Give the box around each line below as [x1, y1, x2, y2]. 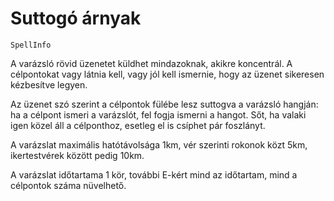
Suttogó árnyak [10, 7, 142, 30]
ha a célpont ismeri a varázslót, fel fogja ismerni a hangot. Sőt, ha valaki [10, 108, 307, 121]
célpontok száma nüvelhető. [10, 179, 127, 191]
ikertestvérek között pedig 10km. [10, 149, 145, 161]
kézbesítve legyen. [10, 78, 88, 91]
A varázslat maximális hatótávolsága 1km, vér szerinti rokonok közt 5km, [10, 138, 308, 151]
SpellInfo [10, 40, 52, 50]
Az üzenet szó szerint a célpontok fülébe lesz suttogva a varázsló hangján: [10, 98, 319, 110]
